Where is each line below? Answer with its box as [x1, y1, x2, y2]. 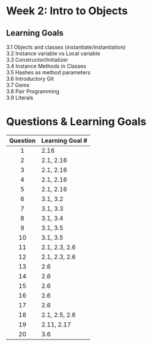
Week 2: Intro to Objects [6, 4, 128, 18]
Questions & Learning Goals [6, 115, 147, 128]
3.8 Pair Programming [6, 88, 59, 95]
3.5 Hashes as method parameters [6, 69, 91, 76]
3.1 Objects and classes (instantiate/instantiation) [6, 43, 126, 51]
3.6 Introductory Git [6, 76, 55, 82]
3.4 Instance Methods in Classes [6, 62, 87, 70]
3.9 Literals [6, 94, 34, 101]
